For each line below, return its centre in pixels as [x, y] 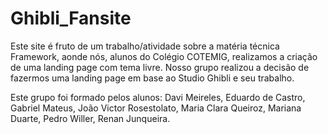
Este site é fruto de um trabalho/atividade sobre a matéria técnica [145, 46]
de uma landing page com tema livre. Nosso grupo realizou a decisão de [160, 67]
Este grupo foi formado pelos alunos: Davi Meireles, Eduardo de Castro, [158, 97]
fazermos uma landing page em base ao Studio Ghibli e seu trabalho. [152, 78]
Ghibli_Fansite [71, 18]
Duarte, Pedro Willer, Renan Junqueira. [90, 118]
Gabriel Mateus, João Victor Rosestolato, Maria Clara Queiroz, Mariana [156, 108]
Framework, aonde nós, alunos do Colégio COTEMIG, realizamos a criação [164, 56]
